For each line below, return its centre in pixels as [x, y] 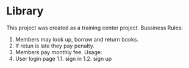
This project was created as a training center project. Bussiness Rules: [94, 28]
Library [25, 11]
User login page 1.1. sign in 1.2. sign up [63, 58]
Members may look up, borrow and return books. [77, 39]
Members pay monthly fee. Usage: [59, 52]
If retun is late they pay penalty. [55, 46]
